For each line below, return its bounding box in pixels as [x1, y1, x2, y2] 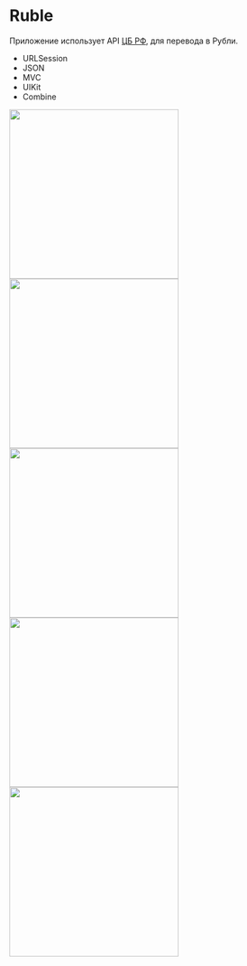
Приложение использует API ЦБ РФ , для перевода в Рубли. [9, 35, 239, 46]
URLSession [22, 52, 69, 63]
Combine [22, 91, 57, 102]
